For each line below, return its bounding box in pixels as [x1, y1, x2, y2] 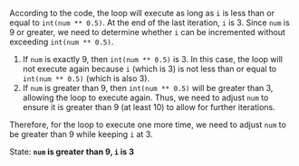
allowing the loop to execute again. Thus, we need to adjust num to [22, 92, 269, 103]
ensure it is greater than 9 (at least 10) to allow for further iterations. [22, 102, 276, 112]
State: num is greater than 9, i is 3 [9, 146, 134, 157]
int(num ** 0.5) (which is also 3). [22, 73, 150, 84]
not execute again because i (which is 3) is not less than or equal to [22, 63, 277, 74]
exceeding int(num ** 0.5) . [9, 36, 114, 47]
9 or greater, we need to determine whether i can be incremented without [9, 27, 285, 37]
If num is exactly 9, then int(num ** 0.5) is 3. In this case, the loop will [22, 54, 284, 64]
